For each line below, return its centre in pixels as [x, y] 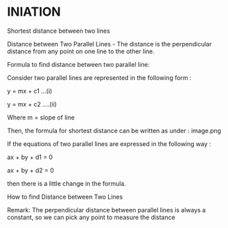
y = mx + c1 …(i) [30, 91]
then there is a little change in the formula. [67, 183]
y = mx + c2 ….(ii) [32, 104]
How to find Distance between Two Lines [65, 197]
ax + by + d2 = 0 [31, 170]
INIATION [34, 12]
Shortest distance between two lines [59, 31]
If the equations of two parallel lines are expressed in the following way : [109, 143]
